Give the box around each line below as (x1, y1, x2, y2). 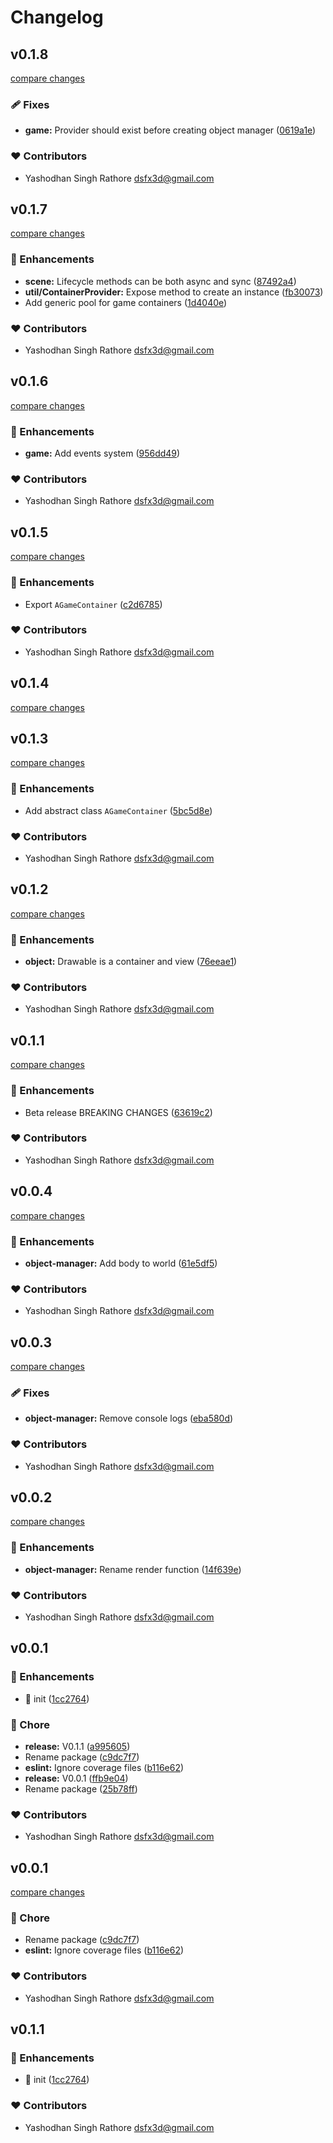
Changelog (10, 6, 104, 29)
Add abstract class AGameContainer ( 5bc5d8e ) (24, 804, 213, 816)
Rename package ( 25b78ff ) (24, 1783, 138, 1795)
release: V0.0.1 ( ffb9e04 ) (24, 1772, 129, 1785)
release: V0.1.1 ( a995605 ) (24, 1741, 131, 1753)
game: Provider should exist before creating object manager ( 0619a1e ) (24, 124, 317, 136)
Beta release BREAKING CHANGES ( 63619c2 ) (24, 1106, 213, 1118)
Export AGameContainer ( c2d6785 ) (24, 598, 163, 610)
